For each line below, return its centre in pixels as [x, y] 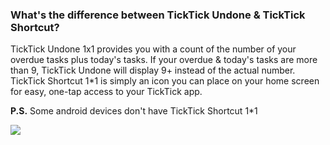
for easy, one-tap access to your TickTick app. [106, 92]
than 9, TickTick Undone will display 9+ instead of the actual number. [153, 70]
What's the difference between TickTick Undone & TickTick [158, 15]
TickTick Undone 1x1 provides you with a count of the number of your [153, 49]
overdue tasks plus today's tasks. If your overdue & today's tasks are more [164, 60]
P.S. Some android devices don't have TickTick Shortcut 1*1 [134, 111]
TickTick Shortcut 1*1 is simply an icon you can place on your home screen [165, 81]
